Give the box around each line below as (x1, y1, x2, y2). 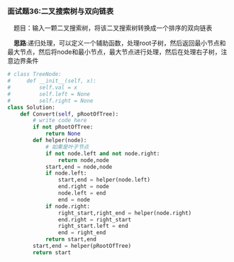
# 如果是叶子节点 (45, 143, 89, 151)
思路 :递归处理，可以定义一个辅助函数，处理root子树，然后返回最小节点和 (13, 39, 226, 48)
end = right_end (57, 229, 106, 236)
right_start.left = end (57, 222, 129, 230)
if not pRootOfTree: (33, 124, 94, 131)
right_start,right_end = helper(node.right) (57, 209, 192, 217)
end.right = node (57, 183, 110, 190)
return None (45, 130, 81, 138)
